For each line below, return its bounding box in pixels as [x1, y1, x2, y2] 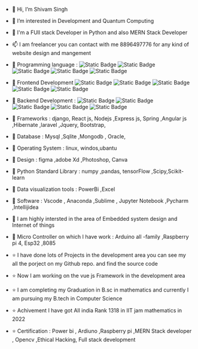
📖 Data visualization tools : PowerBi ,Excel [11, 186, 115, 193]
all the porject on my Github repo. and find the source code [11, 260, 159, 267]
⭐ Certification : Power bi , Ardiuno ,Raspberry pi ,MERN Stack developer [11, 327, 192, 335]
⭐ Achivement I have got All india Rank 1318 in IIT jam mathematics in [11, 307, 182, 314]
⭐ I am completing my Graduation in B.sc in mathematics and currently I [11, 286, 189, 293]
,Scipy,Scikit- [151, 168, 184, 175]
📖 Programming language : [11, 61, 78, 68]
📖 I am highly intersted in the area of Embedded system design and [11, 216, 178, 222]
